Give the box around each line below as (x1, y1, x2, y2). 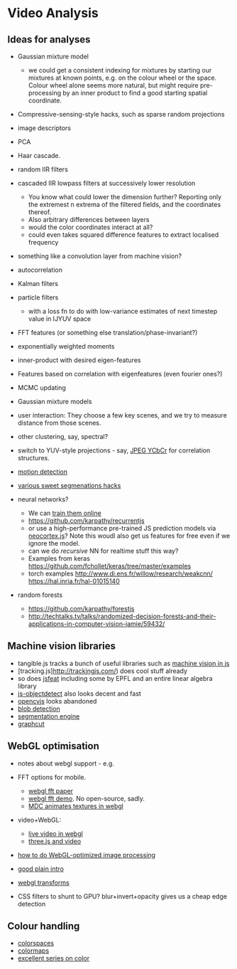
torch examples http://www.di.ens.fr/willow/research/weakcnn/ (28, 569, 213, 578)
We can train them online (28, 509, 101, 517)
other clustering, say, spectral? (17, 433, 109, 440)
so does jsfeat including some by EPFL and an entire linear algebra (17, 674, 213, 682)
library (17, 682, 37, 690)
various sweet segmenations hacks (17, 482, 121, 489)
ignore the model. (28, 539, 80, 547)
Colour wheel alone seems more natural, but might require (28, 81, 199, 90)
